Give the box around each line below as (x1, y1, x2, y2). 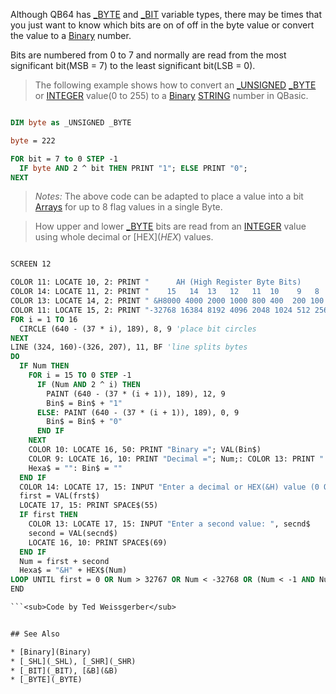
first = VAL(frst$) (19, 491, 101, 501)
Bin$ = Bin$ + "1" (46, 398, 123, 408)
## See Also (10, 629, 60, 639)
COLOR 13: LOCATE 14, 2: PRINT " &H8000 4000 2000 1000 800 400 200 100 (10, 296, 325, 306)
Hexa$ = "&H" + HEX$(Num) (19, 565, 128, 576)
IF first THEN (19, 510, 78, 520)
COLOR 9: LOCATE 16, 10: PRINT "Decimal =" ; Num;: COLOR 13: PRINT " (28, 454, 325, 464)
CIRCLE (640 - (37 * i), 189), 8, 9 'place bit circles (19, 324, 257, 334)
